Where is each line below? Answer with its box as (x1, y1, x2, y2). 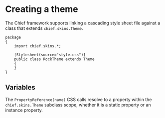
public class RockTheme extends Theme (14, 56, 95, 62)
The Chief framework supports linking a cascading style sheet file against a (5, 20, 161, 26)
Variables (5, 83, 36, 92)
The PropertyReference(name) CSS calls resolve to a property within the (5, 96, 152, 103)
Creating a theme (5, 3, 78, 15)
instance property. (5, 107, 43, 113)
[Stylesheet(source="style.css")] (14, 52, 86, 57)
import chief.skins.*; (14, 43, 61, 48)
